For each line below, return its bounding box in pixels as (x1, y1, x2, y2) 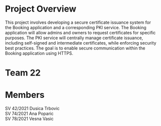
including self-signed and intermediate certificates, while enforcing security (5, 40, 157, 46)
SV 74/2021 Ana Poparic (5, 110, 54, 117)
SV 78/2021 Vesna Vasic (5, 116, 54, 122)
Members (5, 90, 45, 100)
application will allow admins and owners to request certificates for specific (5, 30, 156, 35)
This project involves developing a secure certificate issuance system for (5, 19, 151, 25)
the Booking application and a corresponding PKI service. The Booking (5, 24, 146, 30)
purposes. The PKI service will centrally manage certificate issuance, (5, 35, 143, 41)
